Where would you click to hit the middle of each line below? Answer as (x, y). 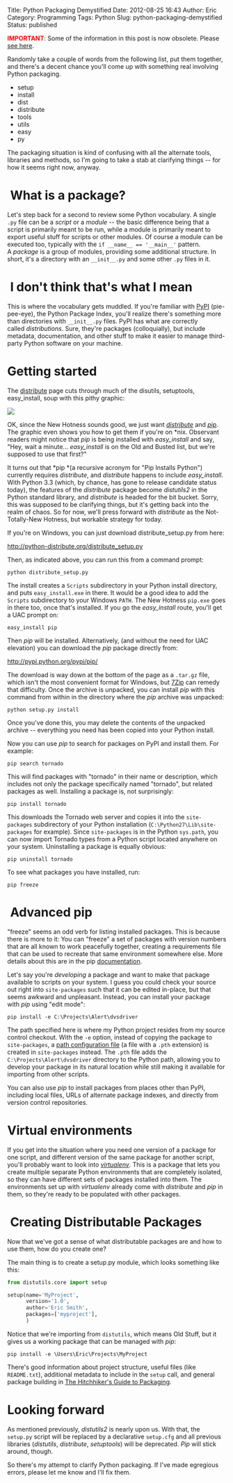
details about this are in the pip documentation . (75, 961)
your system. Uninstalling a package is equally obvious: (87, 846)
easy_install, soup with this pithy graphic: (66, 398)
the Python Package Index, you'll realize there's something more (129, 314)
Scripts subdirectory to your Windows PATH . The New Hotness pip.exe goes (116, 600)
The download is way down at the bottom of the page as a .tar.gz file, (109, 674)
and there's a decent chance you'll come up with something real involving (113, 66)
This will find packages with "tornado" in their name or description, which (112, 776)
